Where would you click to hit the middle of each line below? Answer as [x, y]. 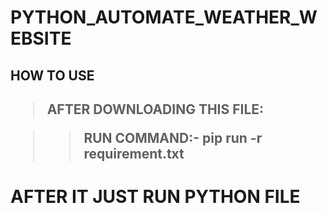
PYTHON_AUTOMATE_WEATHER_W [164, 17]
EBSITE [41, 38]
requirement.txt [134, 153]
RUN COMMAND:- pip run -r [173, 137]
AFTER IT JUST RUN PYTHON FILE [155, 197]
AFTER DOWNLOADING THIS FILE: [155, 109]
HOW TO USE [52, 75]
